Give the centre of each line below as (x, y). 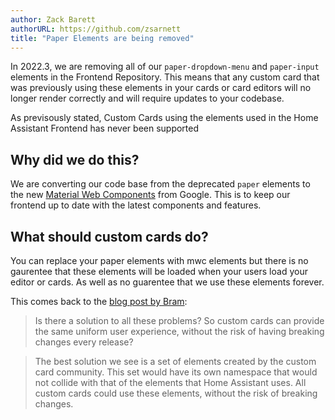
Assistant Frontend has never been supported (105, 128)
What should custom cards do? (109, 236)
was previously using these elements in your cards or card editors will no (161, 88)
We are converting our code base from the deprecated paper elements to (160, 184)
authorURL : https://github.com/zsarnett (96, 29)
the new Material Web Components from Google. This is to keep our (150, 195)
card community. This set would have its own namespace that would (176, 372)
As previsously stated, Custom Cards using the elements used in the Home (164, 118)
